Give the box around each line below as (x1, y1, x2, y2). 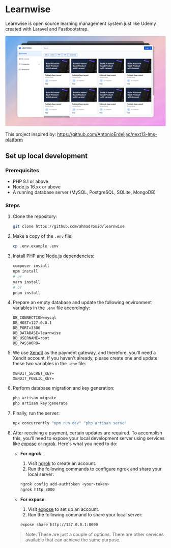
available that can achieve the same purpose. (25, 536, 121, 543)
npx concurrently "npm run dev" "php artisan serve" (12, 421, 127, 426)
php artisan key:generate (12, 401, 68, 406)
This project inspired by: (5, 131, 56, 138)
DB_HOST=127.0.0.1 (12, 320, 52, 325)
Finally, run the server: (12, 410, 60, 416)
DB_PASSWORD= (12, 341, 41, 346)
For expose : (20, 496, 46, 502)
